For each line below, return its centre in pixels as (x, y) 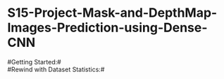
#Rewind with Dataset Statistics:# (56, 69)
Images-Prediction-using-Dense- (107, 28)
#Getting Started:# (34, 62)
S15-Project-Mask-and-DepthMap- (112, 13)
